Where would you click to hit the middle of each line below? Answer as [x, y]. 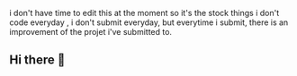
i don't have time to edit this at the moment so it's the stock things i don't [144, 13]
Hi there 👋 [37, 60]
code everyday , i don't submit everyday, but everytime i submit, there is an [149, 22]
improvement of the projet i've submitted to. [91, 32]
